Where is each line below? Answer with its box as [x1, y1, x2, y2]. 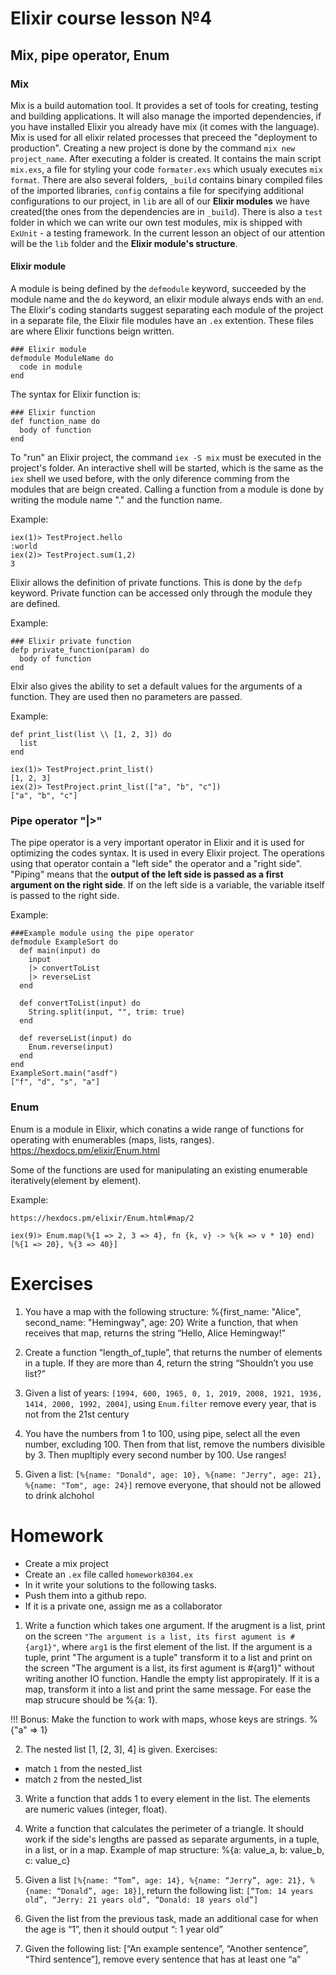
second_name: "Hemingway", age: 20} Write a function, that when [24, 1316, 298, 1328]
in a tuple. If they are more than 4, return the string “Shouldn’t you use [24, 1357, 314, 1369]
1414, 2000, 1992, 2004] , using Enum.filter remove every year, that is [24, 1397, 317, 1409]
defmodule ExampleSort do [10, 937, 118, 947]
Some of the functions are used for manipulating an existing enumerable [10, 1163, 308, 1176]
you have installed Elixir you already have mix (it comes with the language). [10, 120, 320, 132]
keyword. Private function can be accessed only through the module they [10, 587, 313, 599]
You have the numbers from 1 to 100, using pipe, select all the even [24, 1427, 301, 1439]
